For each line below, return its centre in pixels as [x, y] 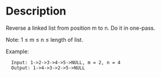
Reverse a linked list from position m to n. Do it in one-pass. [80, 28]
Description [36, 11]
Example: [17, 51]
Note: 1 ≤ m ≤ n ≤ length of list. [45, 39]
